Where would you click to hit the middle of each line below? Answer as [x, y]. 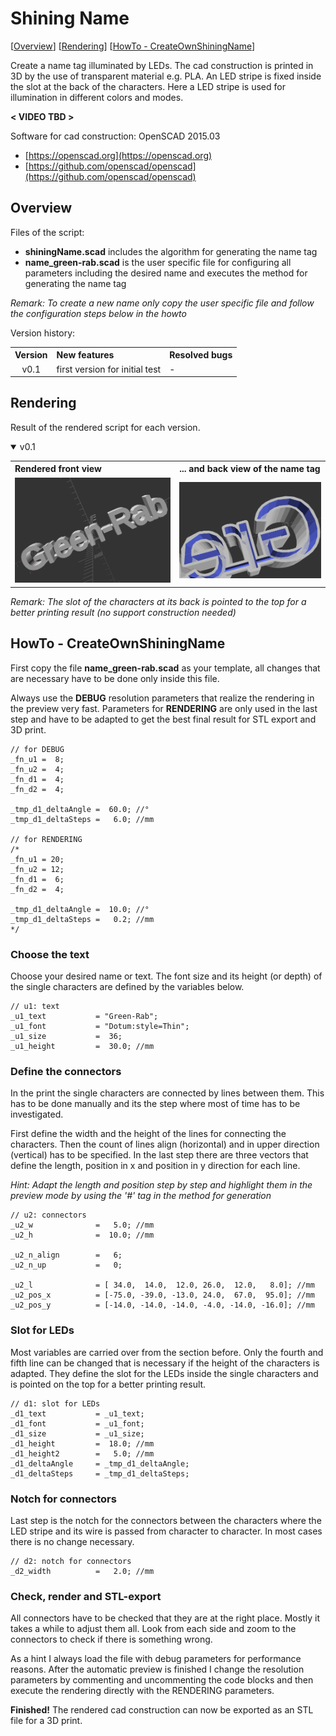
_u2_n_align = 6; [66, 1255]
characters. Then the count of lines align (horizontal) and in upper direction [165, 1144]
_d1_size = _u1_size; [77, 1433]
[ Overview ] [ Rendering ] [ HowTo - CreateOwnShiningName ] [133, 46]
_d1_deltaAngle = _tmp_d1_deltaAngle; [100, 1463]
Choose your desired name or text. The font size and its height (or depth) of [166, 976]
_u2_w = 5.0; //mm [82, 1225]
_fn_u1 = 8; [37, 759]
